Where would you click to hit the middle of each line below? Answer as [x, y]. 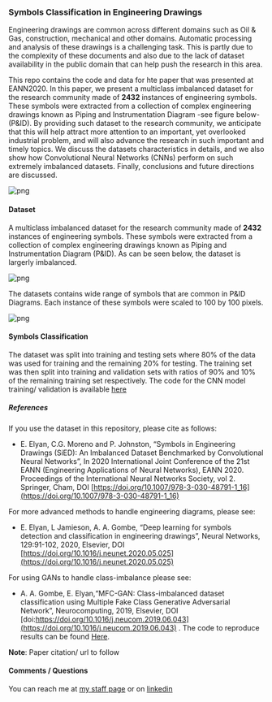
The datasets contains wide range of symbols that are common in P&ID [127, 293]
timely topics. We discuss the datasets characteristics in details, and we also [136, 149]
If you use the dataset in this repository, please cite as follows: [113, 428]
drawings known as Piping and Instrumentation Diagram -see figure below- [134, 115]
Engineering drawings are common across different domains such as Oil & [132, 30]
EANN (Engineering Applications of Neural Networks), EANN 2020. [132, 470]
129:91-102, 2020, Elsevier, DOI [72, 544]
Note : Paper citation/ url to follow [64, 652]
